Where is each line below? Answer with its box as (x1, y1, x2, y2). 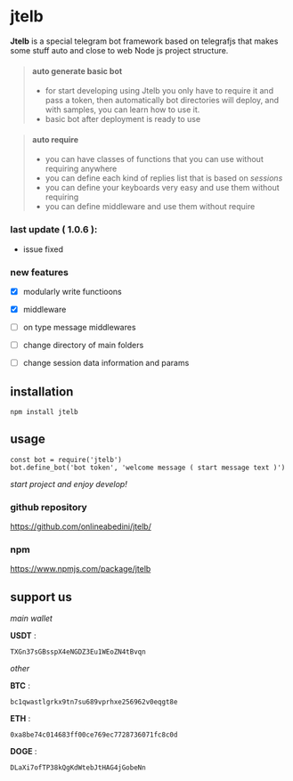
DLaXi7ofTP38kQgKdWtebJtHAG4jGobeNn (10, 763, 146, 772)
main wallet (10, 613, 53, 624)
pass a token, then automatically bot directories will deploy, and (45, 95, 280, 106)
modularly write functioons (22, 286, 123, 297)
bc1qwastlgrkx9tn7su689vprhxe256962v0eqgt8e (10, 697, 178, 707)
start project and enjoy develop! (10, 478, 127, 489)
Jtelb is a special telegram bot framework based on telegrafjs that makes (10, 36, 279, 46)
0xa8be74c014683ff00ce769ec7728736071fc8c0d (10, 730, 178, 740)
